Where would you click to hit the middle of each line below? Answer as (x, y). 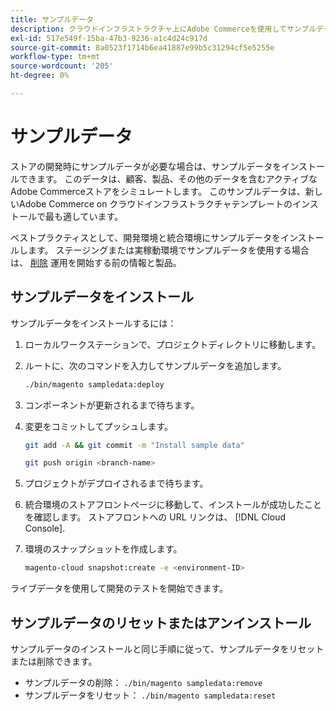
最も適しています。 (84, 216)
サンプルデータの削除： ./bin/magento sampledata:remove (143, 682)
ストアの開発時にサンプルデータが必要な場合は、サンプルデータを (146, 166)
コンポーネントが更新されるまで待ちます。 (112, 405)
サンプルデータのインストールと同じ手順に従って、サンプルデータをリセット (167, 648)
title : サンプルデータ (52, 19)
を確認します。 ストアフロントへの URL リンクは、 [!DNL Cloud (155, 517)
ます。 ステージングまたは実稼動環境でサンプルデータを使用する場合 (168, 250)
